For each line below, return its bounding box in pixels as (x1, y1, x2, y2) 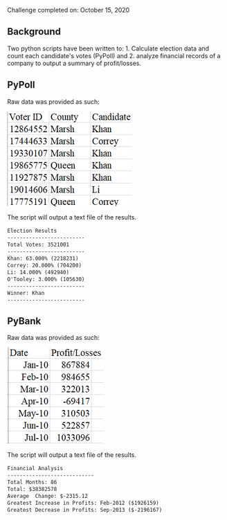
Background (7, 26, 61, 37)
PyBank (7, 315, 42, 328)
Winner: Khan (7, 289, 45, 296)
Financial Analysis (7, 465, 64, 472)
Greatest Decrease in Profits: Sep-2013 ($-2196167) (7, 507, 163, 514)
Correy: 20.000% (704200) (7, 262, 82, 269)
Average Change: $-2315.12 (7, 493, 89, 500)
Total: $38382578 (7, 486, 57, 493)
